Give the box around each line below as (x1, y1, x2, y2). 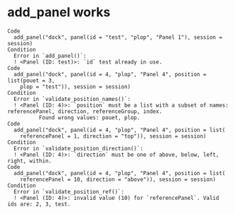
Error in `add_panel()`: (13, 52, 87, 59)
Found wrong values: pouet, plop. (38, 114, 140, 121)
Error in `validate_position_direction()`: (13, 145, 143, 152)
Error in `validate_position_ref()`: (13, 188, 125, 195)
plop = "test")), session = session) (20, 83, 131, 90)
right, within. (7, 157, 52, 165)
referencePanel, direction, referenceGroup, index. (7, 107, 162, 115)
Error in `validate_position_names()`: (13, 95, 131, 102)
